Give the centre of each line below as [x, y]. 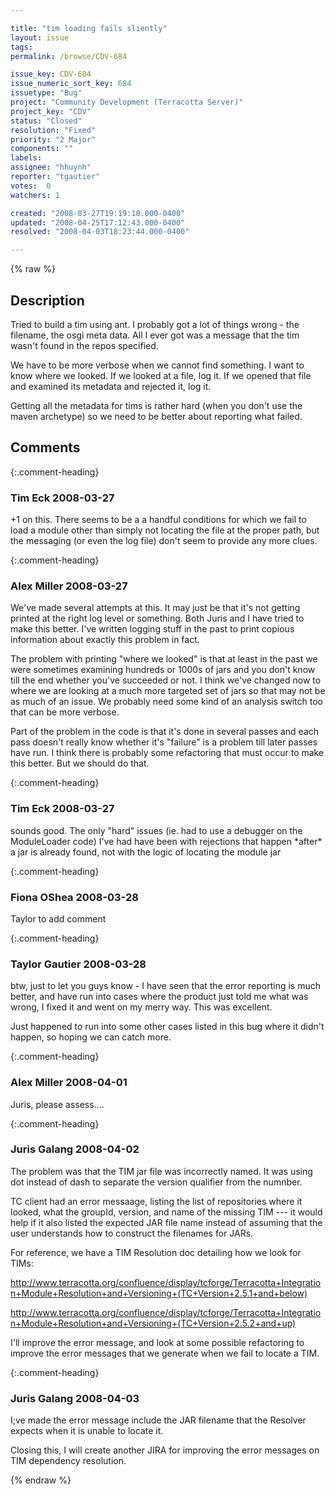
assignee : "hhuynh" [51, 167]
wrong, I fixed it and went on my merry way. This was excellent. [141, 1007]
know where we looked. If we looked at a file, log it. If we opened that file [161, 375]
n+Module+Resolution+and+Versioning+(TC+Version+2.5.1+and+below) [159, 1293]
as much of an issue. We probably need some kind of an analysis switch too [166, 702]
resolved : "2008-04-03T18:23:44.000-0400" [100, 232]
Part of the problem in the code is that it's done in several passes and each [165, 732]
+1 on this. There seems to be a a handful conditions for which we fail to [158, 520]
